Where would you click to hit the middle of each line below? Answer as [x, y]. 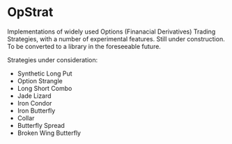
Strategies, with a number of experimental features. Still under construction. [116, 38]
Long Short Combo [45, 88]
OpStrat [30, 12]
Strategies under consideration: [53, 59]
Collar [26, 118]
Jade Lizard [34, 96]
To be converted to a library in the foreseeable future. [84, 46]
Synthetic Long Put [45, 73]
